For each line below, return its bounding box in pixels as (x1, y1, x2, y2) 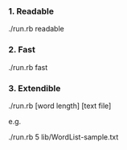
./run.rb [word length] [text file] (8, 101, 112, 110)
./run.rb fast (8, 62, 48, 72)
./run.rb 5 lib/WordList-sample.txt (8, 131, 119, 142)
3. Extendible (8, 82, 61, 94)
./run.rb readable (8, 24, 64, 34)
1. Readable (8, 6, 55, 17)
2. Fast (8, 44, 36, 56)
